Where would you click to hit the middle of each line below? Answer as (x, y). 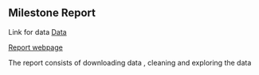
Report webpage (36, 47)
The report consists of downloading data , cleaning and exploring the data (130, 62)
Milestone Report (52, 13)
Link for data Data (37, 32)
